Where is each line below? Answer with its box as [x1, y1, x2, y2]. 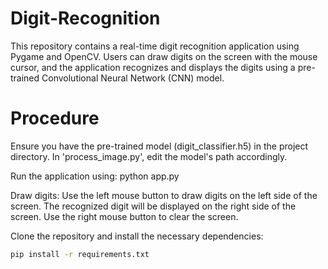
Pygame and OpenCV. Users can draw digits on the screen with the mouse [10, 50, 318, 62]
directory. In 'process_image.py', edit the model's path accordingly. [10, 150, 288, 162]
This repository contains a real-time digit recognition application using [10, 40, 300, 52]
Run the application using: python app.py [10, 170, 180, 182]
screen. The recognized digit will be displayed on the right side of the [10, 200, 297, 212]
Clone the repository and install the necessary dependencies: [10, 230, 264, 242]
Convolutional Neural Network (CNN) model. [41, 72, 225, 84]
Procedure [10, 107, 100, 130]
